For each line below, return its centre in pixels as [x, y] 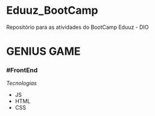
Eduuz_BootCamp [52, 11]
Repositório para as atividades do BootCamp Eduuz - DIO [77, 27]
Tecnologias [22, 83]
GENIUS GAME [43, 51]
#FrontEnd [22, 70]
